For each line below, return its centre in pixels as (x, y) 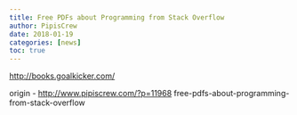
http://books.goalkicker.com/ (62, 76)
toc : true (28, 51)
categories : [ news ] (45, 42)
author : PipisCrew (43, 26)
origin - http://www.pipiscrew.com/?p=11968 (91, 94)
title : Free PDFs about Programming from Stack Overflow (117, 17)
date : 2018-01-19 (41, 34)
